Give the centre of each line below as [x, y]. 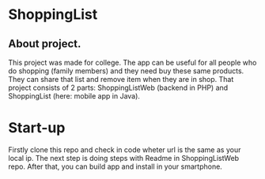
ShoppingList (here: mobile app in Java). [74, 96]
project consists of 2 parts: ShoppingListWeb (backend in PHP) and [118, 88]
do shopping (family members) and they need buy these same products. [126, 71]
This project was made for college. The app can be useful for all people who [132, 62]
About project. [45, 44]
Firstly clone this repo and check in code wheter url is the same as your [125, 149]
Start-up [37, 128]
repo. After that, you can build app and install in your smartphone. [115, 166]
